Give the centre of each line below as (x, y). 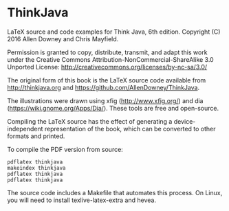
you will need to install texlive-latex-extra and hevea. (82, 200)
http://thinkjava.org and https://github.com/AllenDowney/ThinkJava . (103, 87)
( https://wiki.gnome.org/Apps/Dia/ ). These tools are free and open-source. (113, 108)
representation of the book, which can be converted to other (130, 129)
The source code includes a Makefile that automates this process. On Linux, (115, 192)
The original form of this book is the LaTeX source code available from (107, 80)
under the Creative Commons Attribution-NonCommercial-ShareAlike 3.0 (111, 59)
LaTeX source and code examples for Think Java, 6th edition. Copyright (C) (114, 32)
